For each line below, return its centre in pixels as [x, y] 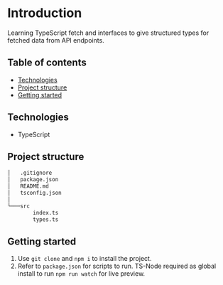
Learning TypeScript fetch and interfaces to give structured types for [108, 33]
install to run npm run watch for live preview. [81, 274]
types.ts [46, 219]
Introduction [45, 13]
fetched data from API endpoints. [56, 40]
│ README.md [28, 186]
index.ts [46, 213]
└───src [19, 206]
